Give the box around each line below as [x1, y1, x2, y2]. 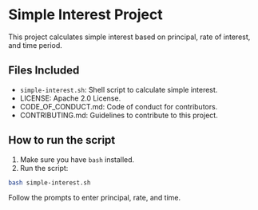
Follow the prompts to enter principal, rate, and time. [8, 193, 181, 203]
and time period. [8, 40, 62, 50]
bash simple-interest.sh [8, 178, 91, 187]
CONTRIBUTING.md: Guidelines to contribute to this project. [19, 110, 218, 120]
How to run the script [8, 133, 116, 147]
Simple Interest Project [8, 6, 163, 24]
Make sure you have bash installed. [19, 154, 135, 164]
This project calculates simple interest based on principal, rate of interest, [8, 32, 251, 42]
